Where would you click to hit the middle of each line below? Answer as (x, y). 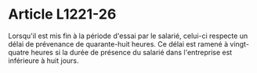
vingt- (239, 43)
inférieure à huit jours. (43, 61)
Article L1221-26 (62, 14)
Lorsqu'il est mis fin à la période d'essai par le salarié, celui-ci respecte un (128, 36)
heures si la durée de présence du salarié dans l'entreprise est (132, 52)
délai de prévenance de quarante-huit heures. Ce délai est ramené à (118, 43)
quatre (19, 52)
